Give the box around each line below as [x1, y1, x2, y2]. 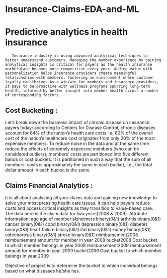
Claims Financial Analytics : [5, 181, 93, 190]
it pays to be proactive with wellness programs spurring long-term [5, 84, 150, 89]
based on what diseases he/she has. [5, 268, 81, 274]
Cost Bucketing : [5, 106, 58, 115]
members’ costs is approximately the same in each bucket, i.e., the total [5, 161, 152, 167]
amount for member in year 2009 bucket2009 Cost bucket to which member [5, 248, 162, 254]
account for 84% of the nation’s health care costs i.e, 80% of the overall [5, 130, 153, 136]
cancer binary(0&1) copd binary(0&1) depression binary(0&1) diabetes [5, 221, 148, 227]
